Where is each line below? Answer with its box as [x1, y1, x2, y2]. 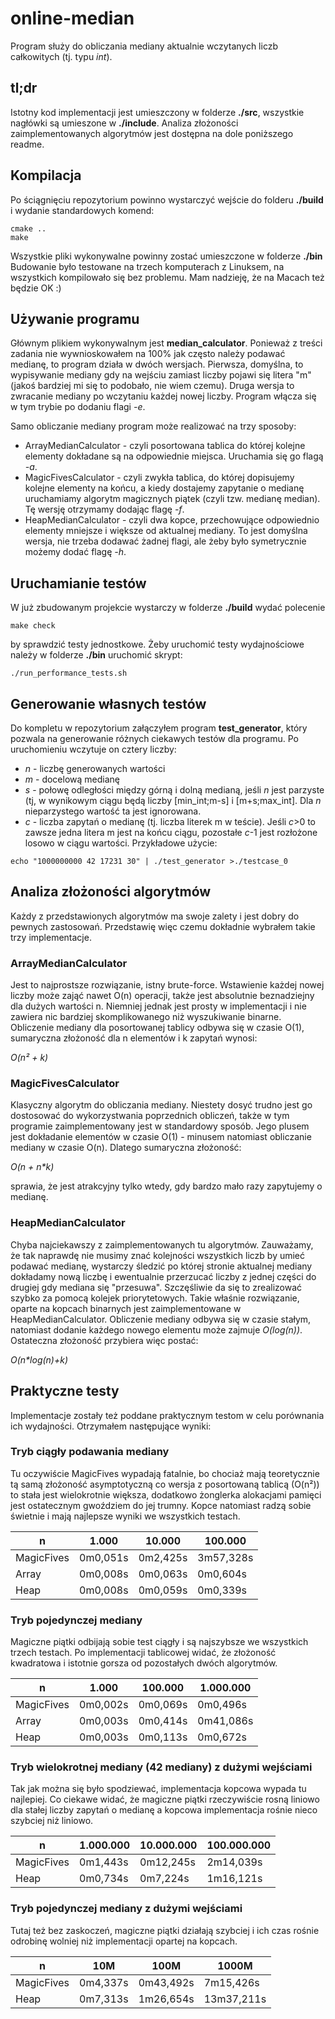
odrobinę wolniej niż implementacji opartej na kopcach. [10, 1935, 238, 1947]
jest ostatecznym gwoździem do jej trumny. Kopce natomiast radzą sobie [10, 1499, 312, 1511]
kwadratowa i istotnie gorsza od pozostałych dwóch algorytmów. [10, 1657, 278, 1669]
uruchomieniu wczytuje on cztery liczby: [10, 743, 177, 755]
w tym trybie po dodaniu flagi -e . [10, 401, 146, 413]
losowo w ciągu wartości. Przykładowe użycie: [24, 837, 218, 849]
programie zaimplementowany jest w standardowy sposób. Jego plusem [10, 1120, 310, 1132]
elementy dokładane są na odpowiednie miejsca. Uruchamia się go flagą [24, 450, 324, 462]
